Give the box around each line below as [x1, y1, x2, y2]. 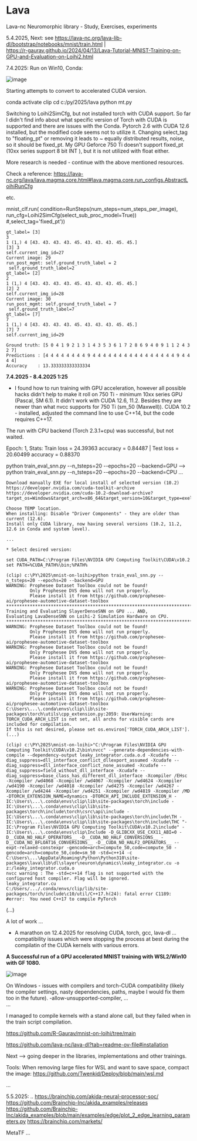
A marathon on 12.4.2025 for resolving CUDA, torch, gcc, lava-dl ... [14, 929, 177, 936]
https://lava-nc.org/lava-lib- [55, 34, 122, 41]
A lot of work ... [6, 917, 43, 925]
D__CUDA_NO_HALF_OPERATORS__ [6, 834, 77, 840]
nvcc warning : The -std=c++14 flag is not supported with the [6, 870, 164, 876]
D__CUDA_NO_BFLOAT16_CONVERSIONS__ [6, 839, 93, 846]
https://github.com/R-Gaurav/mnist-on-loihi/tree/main [6, 1029, 136, 1036]
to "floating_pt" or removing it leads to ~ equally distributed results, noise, [6, 134, 185, 142]
